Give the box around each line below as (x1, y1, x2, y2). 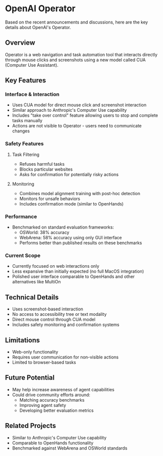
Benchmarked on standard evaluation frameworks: (12, 224, 114, 230)
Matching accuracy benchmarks (19, 397, 84, 403)
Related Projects (5, 422, 56, 430)
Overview (5, 39, 36, 47)
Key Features (5, 76, 46, 85)
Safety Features (5, 140, 44, 147)
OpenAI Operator (5, 3, 76, 14)
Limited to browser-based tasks (12, 359, 77, 365)
